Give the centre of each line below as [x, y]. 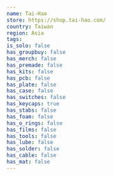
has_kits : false [30, 71]
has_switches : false [36, 98]
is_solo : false [28, 46]
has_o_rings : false [35, 123]
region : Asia [25, 33]
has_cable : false [32, 156]
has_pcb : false [28, 78]
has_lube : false [30, 143]
